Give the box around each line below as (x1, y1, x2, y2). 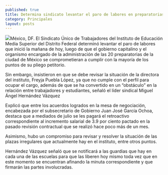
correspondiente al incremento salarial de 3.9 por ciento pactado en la (5, 118, 150, 125)
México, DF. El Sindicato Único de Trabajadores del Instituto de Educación (10, 35, 163, 41)
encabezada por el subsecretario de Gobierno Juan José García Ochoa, (5, 108, 153, 114)
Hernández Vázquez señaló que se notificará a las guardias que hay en (5, 148, 152, 155)
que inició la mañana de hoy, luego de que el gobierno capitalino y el (5, 46, 146, 52)
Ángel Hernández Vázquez (5, 93, 60, 99)
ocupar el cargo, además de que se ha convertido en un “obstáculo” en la (5, 82, 157, 88)
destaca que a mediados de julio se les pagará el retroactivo (5, 113, 129, 119)
